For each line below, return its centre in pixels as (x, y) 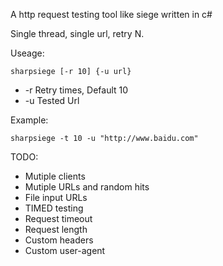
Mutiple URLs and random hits (87, 187)
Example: (29, 120)
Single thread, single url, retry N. (77, 33)
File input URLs (56, 197)
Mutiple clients (55, 176)
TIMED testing (54, 208)
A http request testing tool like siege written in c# (111, 14)
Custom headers (59, 240)
